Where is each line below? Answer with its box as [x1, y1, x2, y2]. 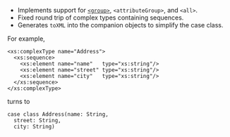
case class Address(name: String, [7, 111, 109, 118]
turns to [7, 98, 30, 105]
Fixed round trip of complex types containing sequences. [17, 13, 184, 22]
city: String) [13, 123, 55, 130]
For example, [7, 34, 46, 43]
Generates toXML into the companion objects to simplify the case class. [17, 21, 224, 29]
